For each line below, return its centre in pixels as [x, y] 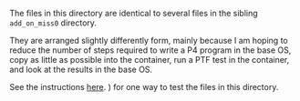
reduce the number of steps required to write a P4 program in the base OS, [150, 50]
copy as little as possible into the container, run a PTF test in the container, [150, 60]
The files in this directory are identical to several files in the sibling [134, 13]
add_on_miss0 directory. [53, 23]
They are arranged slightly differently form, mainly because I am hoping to [149, 40]
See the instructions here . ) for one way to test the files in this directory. [144, 87]
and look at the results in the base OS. [81, 69]
